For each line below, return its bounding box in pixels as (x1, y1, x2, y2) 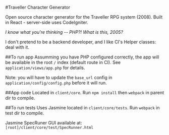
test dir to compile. (5, 110, 44, 116)
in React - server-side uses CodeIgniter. (5, 20, 88, 25)
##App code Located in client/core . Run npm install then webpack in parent (5, 90, 164, 95)
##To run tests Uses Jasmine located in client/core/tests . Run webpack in (5, 105, 160, 110)
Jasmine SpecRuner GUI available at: (5, 120, 82, 125)
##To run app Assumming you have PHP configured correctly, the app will (5, 54, 159, 60)
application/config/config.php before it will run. (5, 80, 107, 86)
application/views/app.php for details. (5, 65, 85, 71)
